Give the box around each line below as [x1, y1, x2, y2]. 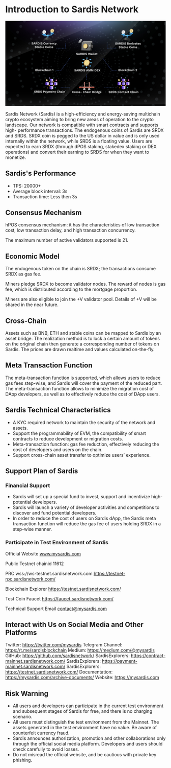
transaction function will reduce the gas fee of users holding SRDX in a [12, 521, 161, 527]
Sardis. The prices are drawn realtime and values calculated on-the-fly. [5, 346, 155, 352]
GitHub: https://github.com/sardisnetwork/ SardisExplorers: [5, 653, 130, 659]
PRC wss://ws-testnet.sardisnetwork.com [5, 570, 93, 576]
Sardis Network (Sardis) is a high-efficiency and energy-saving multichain [5, 111, 160, 117]
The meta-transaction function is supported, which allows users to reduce [5, 375, 161, 381]
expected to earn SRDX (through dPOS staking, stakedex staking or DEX [5, 143, 157, 149]
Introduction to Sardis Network [5, 4, 139, 15]
